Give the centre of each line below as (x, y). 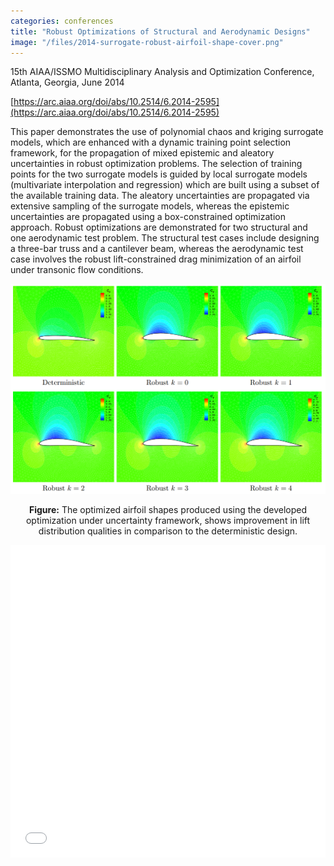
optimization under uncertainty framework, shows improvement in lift (168, 520)
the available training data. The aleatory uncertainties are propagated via (160, 196)
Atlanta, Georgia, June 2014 (67, 82)
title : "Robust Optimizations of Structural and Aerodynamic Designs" (160, 31)
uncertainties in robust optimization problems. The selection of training (156, 164)
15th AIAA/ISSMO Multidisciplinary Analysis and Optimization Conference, (162, 72)
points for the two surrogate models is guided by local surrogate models (159, 174)
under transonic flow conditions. (77, 270)
